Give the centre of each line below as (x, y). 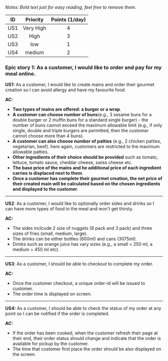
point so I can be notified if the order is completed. (57, 314)
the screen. (24, 354)
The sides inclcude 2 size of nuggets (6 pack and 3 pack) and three (82, 228)
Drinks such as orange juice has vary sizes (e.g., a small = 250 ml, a (82, 244)
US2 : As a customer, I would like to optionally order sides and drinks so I (79, 204)
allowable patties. (30, 152)
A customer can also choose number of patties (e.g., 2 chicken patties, (87, 141)
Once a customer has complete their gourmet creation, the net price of (87, 178)
